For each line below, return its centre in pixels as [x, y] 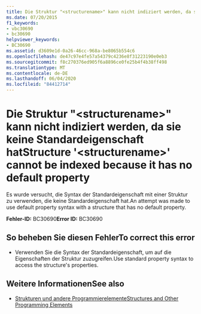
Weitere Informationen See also [65, 284]
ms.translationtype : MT [36, 68]
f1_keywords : [22, 23]
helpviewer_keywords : [33, 40]
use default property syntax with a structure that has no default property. [96, 207]
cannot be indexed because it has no [99, 165]
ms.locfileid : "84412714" [38, 85]
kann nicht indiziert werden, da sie [94, 127]
